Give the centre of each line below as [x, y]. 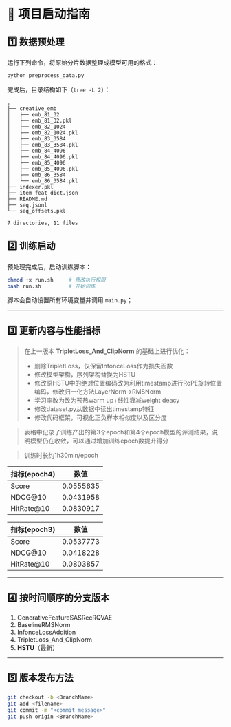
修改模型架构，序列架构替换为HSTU [85, 375]
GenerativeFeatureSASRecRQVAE [65, 618]
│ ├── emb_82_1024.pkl [43, 133]
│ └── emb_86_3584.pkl [43, 181]
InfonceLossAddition [46, 632]
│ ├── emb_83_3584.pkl [43, 145]
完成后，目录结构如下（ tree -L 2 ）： [59, 89]
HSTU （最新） [37, 648]
